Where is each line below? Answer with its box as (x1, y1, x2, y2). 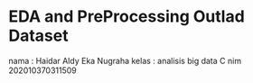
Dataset (8, 25, 69, 46)
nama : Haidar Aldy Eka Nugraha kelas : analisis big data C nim (8, 55, 241, 66)
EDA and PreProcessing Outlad (8, 6, 245, 27)
